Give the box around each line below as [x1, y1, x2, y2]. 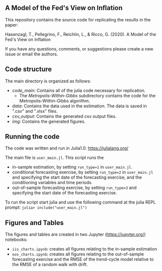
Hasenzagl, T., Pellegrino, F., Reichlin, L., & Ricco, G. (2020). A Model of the [5, 31, 156, 37]
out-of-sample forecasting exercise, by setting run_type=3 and [12, 185, 137, 191]
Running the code [5, 133, 60, 141]
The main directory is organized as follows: [5, 78, 91, 84]
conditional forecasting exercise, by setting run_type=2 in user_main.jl [12, 169, 154, 175]
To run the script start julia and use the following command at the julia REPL [5, 199, 156, 205]
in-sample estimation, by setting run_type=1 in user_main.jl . [12, 164, 132, 170]
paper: [5, 22, 18, 28]
